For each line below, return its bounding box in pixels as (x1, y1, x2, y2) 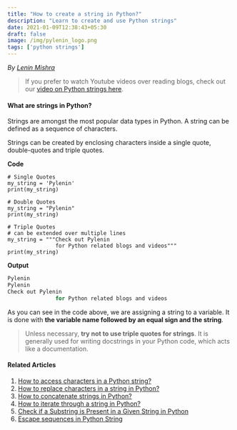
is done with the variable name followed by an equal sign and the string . (7, 315, 223, 324)
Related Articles (7, 361, 56, 369)
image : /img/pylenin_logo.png (7, 37, 98, 44)
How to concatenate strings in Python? (17, 391, 132, 400)
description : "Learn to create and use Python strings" (7, 17, 177, 24)
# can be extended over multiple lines (7, 230, 126, 237)
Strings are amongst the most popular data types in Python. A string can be (7, 117, 230, 126)
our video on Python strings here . (24, 85, 123, 93)
